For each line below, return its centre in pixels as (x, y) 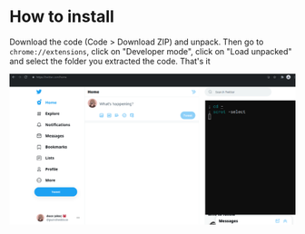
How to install (62, 17)
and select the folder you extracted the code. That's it (110, 61)
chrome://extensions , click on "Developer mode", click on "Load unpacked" (151, 51)
